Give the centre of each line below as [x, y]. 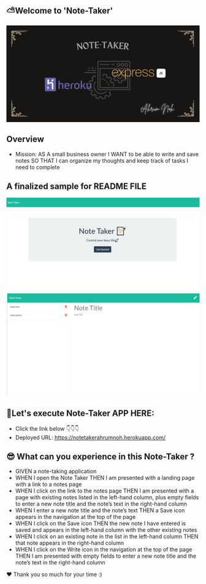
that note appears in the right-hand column [70, 543]
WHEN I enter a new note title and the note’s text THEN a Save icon [100, 510]
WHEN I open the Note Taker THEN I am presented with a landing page [105, 478]
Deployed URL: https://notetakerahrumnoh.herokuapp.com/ [90, 437]
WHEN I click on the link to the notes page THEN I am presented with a [105, 491]
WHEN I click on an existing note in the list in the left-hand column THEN [107, 537]
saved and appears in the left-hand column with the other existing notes [106, 530]
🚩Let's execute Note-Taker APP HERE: [80, 413]
